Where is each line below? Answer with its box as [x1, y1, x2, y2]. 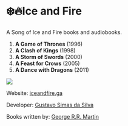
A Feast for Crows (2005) [15, 60, 80, 67]
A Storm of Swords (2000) [15, 53, 83, 60]
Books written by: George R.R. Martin [6, 113, 99, 120]
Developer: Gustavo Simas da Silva [6, 101, 94, 108]
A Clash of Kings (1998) [15, 46, 76, 54]
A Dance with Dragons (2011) [15, 66, 89, 73]
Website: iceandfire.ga [6, 89, 62, 97]
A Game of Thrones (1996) [15, 40, 83, 47]
